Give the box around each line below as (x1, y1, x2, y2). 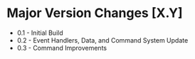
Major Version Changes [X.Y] (6, 5, 183, 21)
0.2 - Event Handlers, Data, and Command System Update (16, 36, 189, 44)
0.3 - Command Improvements (16, 43, 107, 52)
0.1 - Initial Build (16, 28, 63, 37)
